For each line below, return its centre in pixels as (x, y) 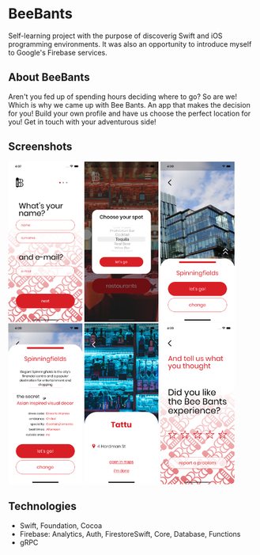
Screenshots (40, 147)
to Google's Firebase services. (58, 52)
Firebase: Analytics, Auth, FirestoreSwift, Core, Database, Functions (130, 534)
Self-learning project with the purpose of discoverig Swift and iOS (115, 36)
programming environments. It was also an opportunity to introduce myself (130, 44)
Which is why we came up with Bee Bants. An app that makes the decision (129, 105)
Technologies (43, 506)
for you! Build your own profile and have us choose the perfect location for (130, 113)
